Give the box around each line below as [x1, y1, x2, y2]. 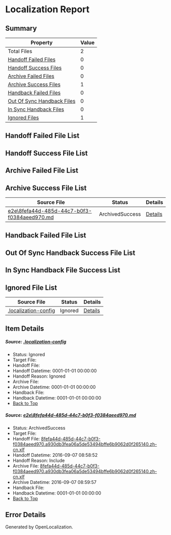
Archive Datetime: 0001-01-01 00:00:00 [12, 384, 96, 390]
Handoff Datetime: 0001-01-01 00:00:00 [12, 368, 97, 374]
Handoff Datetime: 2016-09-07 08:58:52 [12, 452, 98, 458]
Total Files [8, 48, 33, 55]
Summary [5, 24, 37, 33]
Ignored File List [5, 283, 58, 292]
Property [30, 39, 53, 46]
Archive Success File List [5, 183, 87, 192]
